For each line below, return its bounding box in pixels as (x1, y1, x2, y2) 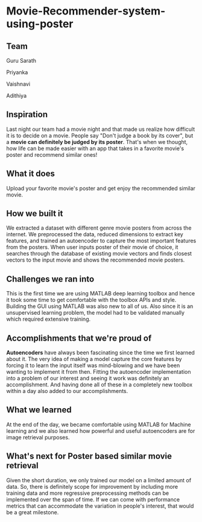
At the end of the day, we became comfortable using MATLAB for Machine (6, 421, 191, 428)
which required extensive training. (6, 315, 91, 323)
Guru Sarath (6, 57, 37, 64)
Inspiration (6, 110, 48, 120)
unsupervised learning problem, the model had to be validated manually (6, 309, 185, 316)
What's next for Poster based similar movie (6, 451, 172, 462)
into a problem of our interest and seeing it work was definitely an (6, 375, 170, 382)
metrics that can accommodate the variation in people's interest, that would (6, 502, 194, 509)
